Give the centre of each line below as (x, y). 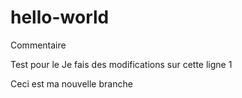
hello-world (60, 17)
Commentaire (38, 45)
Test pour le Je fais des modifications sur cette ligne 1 (121, 64)
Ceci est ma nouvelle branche (71, 83)
